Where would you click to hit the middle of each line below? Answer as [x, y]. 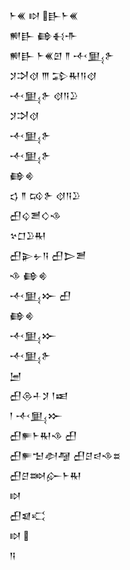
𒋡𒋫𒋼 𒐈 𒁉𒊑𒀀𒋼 [53, 75]
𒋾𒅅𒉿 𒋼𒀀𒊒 [44, 95]
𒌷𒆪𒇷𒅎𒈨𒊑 [45, 475]
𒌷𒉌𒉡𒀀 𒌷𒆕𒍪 [48, 255]
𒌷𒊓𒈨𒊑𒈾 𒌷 [43, 435]
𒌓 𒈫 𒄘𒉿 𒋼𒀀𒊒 [45, 195]
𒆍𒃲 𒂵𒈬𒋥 [43, 35]
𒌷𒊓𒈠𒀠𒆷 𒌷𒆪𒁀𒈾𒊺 [65, 455]
